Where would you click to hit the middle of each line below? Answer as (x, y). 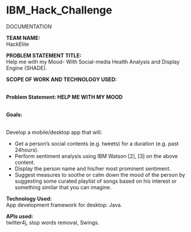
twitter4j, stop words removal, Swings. (53, 222)
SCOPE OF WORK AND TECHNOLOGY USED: (62, 79)
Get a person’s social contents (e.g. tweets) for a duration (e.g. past (96, 143)
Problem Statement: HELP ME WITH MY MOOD (64, 97)
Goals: (14, 115)
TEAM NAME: (23, 38)
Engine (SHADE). (27, 68)
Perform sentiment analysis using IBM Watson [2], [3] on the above (96, 156)
